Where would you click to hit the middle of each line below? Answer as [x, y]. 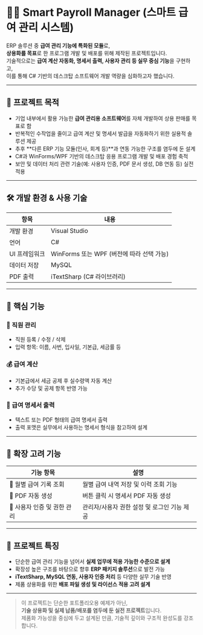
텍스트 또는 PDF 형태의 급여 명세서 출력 [61, 420]
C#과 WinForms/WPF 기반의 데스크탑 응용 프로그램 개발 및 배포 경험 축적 [101, 156]
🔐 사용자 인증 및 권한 [37, 507]
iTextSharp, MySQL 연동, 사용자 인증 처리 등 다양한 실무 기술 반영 [93, 577]
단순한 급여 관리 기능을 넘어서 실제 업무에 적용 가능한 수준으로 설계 [92, 562]
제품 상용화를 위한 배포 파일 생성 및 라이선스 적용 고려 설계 [82, 584]
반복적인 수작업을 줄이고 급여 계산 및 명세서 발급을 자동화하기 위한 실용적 [100, 133]
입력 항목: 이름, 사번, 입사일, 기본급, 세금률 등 [68, 347]
